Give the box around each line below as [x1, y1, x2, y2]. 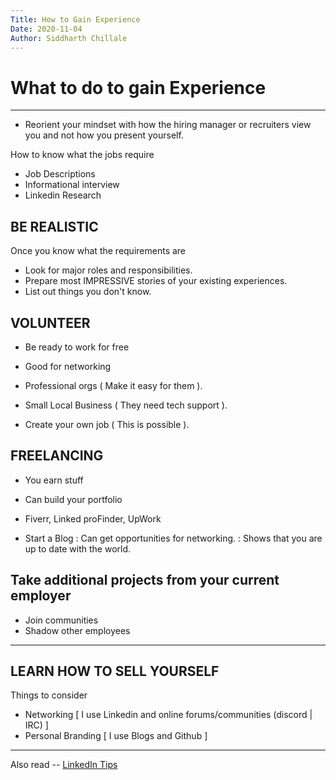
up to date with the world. [24, 542, 132, 555]
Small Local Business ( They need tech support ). [24, 399, 228, 411]
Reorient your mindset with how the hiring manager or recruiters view [24, 119, 312, 131]
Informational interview [24, 179, 120, 191]
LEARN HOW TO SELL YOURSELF [10, 662, 220, 680]
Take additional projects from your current [10, 572, 280, 589]
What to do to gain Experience [10, 76, 267, 99]
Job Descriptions [24, 168, 96, 180]
